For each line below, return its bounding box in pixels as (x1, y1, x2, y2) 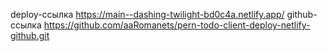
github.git (10, 30, 50, 41)
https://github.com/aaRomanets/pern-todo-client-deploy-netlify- (43, 19, 311, 31)
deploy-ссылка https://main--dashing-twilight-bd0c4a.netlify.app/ (10, 9, 285, 20)
